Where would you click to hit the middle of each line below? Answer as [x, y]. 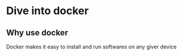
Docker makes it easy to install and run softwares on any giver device [91, 47]
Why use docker [37, 33]
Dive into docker [48, 11]
